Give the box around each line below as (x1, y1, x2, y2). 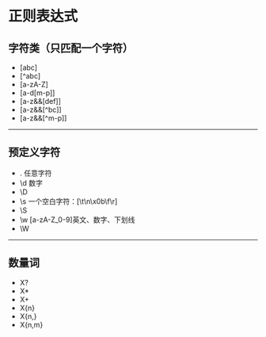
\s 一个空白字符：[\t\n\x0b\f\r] (19, 196, 118, 206)
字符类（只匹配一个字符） (8, 41, 133, 55)
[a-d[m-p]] (19, 88, 55, 98)
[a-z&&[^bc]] (19, 105, 62, 114)
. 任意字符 (19, 168, 52, 178)
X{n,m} (19, 320, 44, 329)
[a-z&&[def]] (19, 97, 62, 105)
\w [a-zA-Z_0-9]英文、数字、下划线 (19, 215, 135, 224)
